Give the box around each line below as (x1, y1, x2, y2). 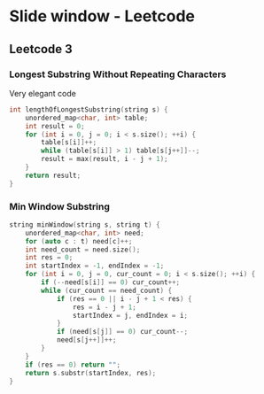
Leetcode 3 (9, 42, 73, 57)
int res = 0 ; (25, 253, 74, 262)
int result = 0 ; (25, 121, 86, 130)
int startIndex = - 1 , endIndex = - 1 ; (25, 261, 165, 271)
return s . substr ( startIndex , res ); (25, 368, 157, 377)
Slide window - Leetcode (9, 6, 196, 27)
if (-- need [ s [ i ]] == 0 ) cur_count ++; (41, 278, 181, 287)
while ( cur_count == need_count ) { (41, 286, 173, 295)
